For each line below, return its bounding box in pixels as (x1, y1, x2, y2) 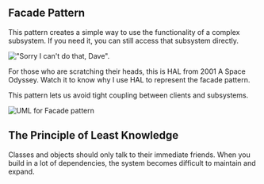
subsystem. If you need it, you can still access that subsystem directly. (8, 36, 239, 45)
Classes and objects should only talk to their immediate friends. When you (8, 150, 251, 159)
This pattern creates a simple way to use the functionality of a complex (8, 27, 240, 36)
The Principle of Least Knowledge (8, 128, 179, 142)
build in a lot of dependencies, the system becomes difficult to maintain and (8, 158, 256, 167)
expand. (8, 167, 35, 176)
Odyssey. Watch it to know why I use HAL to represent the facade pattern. (8, 75, 251, 84)
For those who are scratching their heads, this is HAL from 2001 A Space (8, 67, 246, 76)
